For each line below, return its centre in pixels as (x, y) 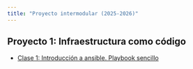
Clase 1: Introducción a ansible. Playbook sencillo (88, 58)
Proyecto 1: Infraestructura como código (97, 42)
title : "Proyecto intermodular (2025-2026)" (73, 13)
